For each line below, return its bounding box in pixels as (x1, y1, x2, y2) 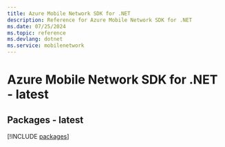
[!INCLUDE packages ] (7, 133, 69, 140)
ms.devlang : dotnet (7, 36, 63, 43)
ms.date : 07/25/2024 (7, 23, 67, 30)
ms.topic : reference (7, 29, 67, 37)
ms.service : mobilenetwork (7, 42, 85, 49)
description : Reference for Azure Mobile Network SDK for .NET (7, 17, 193, 23)
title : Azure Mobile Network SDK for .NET (7, 10, 131, 17)
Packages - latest (7, 114, 84, 126)
